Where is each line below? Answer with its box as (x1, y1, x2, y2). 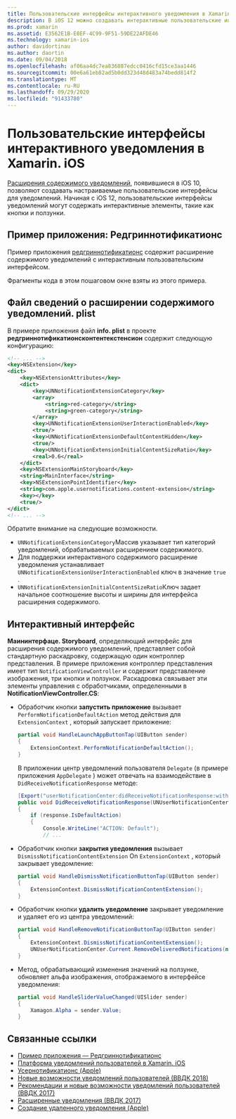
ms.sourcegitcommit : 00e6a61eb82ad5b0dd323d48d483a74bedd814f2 (7, 69, 197, 76)
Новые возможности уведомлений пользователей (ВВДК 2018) (17, 1074, 209, 1082)
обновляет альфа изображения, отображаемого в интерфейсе (17, 972, 206, 981)
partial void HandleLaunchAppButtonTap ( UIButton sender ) (17, 731, 188, 738)
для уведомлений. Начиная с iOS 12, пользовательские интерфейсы (7, 193, 213, 202)
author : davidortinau (7, 43, 71, 50)
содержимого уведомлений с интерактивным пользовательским (7, 255, 204, 264)
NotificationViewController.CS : (7, 689, 100, 698)
